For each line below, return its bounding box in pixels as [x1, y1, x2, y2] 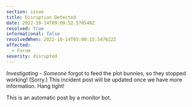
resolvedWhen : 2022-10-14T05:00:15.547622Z [6, 36, 117, 42]
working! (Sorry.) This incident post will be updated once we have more [6, 76, 182, 83]
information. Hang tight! [6, 82, 65, 90]
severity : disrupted [6, 53, 58, 59]
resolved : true [6, 25, 44, 32]
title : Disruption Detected [6, 14, 77, 20]
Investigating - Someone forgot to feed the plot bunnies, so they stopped [6, 69, 187, 77]
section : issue [6, 8, 44, 15]
